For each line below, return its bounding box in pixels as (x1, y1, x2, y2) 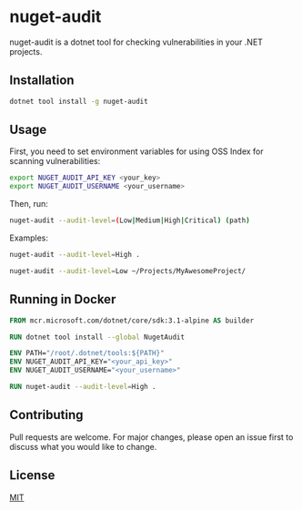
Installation (9, 73, 75, 88)
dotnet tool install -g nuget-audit (9, 97, 148, 106)
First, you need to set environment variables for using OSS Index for (9, 146, 264, 157)
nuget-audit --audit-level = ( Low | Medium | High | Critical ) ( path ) (9, 216, 250, 225)
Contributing (9, 407, 84, 423)
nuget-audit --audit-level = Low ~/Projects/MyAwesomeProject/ (9, 266, 247, 275)
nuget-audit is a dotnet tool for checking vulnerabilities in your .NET (9, 36, 264, 47)
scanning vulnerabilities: (9, 156, 101, 167)
